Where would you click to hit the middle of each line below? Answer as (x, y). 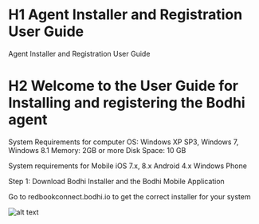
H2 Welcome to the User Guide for (124, 86)
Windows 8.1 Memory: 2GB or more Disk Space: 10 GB (97, 150)
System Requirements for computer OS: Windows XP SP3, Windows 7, (124, 142)
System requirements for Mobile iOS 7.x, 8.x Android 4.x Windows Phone (128, 166)
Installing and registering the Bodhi (127, 103)
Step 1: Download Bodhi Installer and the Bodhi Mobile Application (116, 181)
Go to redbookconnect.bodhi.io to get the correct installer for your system (129, 196)
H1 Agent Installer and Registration (126, 15)
